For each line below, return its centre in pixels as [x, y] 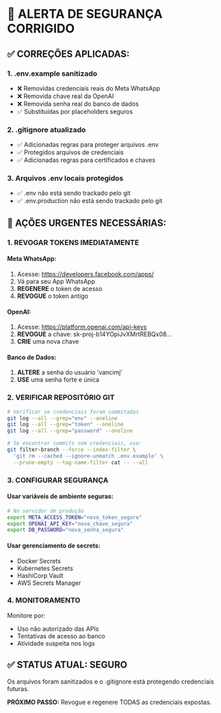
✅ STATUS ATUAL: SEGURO [67, 665]
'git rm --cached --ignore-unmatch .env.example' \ [89, 456]
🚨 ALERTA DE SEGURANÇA [85, 14]
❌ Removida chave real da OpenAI [65, 96]
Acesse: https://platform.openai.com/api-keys [82, 327]
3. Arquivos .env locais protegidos [65, 178]
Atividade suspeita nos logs [56, 643]
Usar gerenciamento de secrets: [54, 546]
